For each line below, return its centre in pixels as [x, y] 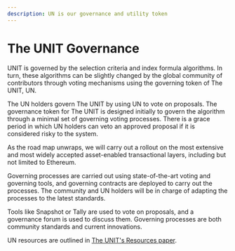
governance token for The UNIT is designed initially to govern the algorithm [116, 111]
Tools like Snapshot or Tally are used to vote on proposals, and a [101, 212]
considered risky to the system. [53, 133]
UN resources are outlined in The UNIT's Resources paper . [92, 240]
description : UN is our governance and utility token [88, 14]
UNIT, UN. [22, 90]
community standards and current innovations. [75, 226]
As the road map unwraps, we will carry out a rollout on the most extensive [115, 147]
